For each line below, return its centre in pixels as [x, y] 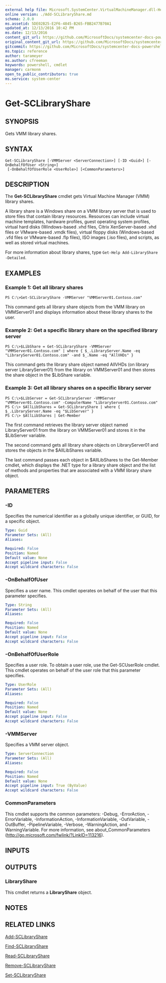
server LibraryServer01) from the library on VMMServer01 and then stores [80, 370]
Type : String [19, 605]
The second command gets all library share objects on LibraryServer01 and [82, 445]
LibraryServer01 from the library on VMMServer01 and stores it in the [75, 430]
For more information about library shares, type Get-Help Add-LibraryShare [82, 252]
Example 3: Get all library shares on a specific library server [78, 388]
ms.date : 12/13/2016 [26, 33]
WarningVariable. [23, 830]
